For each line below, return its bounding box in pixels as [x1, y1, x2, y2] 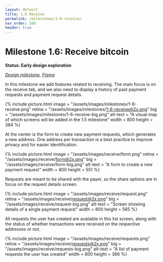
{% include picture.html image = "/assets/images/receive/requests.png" [5, 236, 150, 242]
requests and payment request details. [5, 92, 83, 98]
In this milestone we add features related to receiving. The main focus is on [5, 81, 156, 87]
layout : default [5, 7, 38, 12]
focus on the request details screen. [5, 181, 78, 187]
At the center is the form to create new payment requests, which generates [5, 131, 156, 137]
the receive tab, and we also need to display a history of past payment [5, 86, 146, 93]
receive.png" [5, 106, 31, 112]
